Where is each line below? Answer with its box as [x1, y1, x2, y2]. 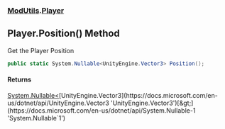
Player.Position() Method [7, 28, 121, 40]
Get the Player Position [7, 46, 75, 55]
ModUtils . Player [7, 6, 65, 16]
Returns [7, 75, 32, 84]
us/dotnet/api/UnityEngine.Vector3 [7, 99, 110, 107]
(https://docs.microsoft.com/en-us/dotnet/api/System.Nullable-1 [7, 106, 196, 115]
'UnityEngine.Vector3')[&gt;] [110, 99, 194, 107]
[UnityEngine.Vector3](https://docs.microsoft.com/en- [59, 91, 218, 99]
